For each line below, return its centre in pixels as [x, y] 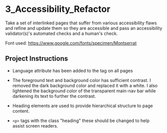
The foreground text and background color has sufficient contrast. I [82, 80]
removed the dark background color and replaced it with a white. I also [85, 85]
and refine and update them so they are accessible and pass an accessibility [84, 28]
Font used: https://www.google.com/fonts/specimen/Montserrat [71, 43]
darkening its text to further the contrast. [54, 96]
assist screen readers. [35, 126]
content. [21, 111]
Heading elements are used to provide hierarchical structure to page [83, 106]
